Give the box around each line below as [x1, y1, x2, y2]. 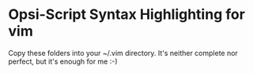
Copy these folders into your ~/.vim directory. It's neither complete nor [8, 48, 239, 57]
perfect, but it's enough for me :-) [8, 57, 118, 66]
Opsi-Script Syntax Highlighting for [8, 6, 245, 24]
